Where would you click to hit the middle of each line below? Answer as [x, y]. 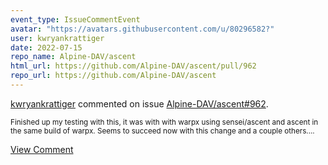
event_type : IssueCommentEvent [75, 19]
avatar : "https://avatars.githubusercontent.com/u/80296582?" [142, 29]
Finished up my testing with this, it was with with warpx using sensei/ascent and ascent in [164, 122]
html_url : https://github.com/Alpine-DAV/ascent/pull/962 [133, 66]
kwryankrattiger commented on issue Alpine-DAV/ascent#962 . [139, 103]
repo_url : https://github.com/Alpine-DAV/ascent [113, 76]
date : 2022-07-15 [46, 47]
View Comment [42, 149]
